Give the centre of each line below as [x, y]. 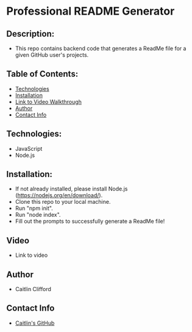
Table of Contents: [42, 74]
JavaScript [29, 148]
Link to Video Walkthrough [48, 101]
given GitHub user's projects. [52, 55]
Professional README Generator [91, 11]
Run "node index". [38, 215]
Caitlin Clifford [33, 289]
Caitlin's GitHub [35, 323]
